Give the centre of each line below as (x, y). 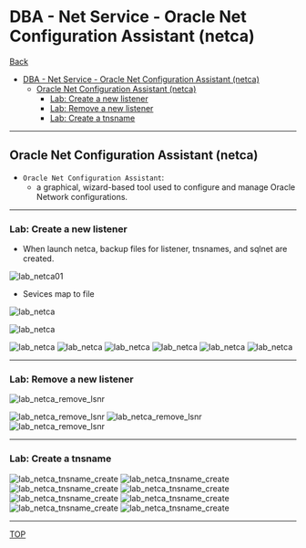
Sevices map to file (58, 294)
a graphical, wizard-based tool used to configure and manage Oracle (166, 187)
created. (38, 258)
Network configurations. (82, 196)
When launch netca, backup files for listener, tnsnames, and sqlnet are (155, 249)
